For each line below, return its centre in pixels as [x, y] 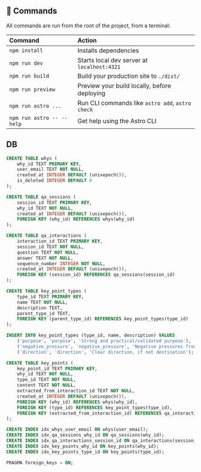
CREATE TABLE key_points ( [40, 363]
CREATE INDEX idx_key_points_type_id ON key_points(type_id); [85, 452]
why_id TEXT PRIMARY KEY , [49, 164]
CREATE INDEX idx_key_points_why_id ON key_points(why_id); [83, 446]
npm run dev [26, 63]
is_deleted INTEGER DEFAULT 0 [55, 181]
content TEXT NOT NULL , [47, 385]
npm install [26, 50]
